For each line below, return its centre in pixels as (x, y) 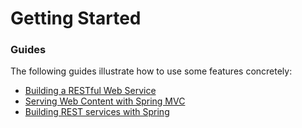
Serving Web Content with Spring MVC (105, 101)
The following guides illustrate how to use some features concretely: (151, 71)
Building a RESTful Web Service (90, 91)
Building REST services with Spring (97, 112)
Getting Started (76, 18)
